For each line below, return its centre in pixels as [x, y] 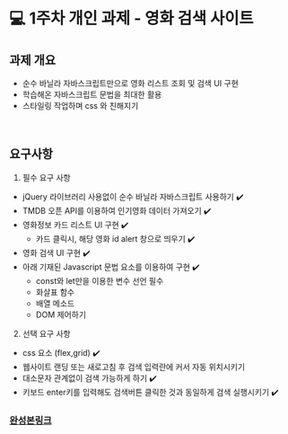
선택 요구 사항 [46, 333]
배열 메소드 [55, 303]
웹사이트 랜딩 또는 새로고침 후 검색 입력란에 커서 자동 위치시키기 [133, 367]
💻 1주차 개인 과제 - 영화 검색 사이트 [131, 18]
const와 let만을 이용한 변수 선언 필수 [100, 280]
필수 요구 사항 [46, 177]
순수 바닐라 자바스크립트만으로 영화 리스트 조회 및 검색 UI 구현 [131, 83]
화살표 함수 [55, 292]
